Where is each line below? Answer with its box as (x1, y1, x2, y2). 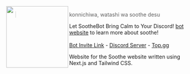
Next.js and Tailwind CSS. (69, 60, 133, 66)
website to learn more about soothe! (69, 29, 159, 36)
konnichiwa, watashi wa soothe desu (69, 11, 161, 18)
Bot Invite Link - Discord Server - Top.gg (69, 42, 170, 48)
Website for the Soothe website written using (69, 53, 181, 60)
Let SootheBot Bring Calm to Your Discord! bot (69, 23, 184, 29)
